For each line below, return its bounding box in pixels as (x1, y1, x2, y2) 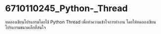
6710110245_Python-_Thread (5, 3, 128, 14)
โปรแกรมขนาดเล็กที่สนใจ (5, 24, 46, 30)
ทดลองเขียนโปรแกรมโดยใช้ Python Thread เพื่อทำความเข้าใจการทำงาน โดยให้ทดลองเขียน (5, 19, 157, 25)
